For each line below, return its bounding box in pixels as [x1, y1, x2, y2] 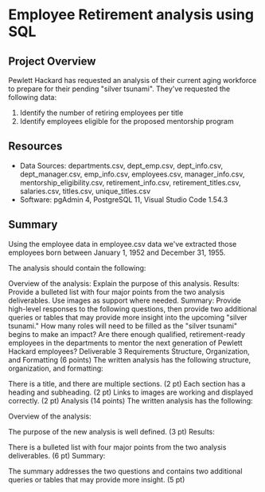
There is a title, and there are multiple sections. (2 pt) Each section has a [8, 379, 246, 388]
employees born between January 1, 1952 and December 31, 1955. [8, 248, 226, 257]
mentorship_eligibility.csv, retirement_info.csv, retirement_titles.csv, [19, 177, 241, 187]
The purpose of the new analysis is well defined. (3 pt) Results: [8, 427, 215, 436]
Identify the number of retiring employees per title [19, 108, 184, 117]
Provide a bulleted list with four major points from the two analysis [8, 287, 225, 296]
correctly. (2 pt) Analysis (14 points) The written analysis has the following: [8, 395, 253, 405]
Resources [8, 140, 63, 153]
